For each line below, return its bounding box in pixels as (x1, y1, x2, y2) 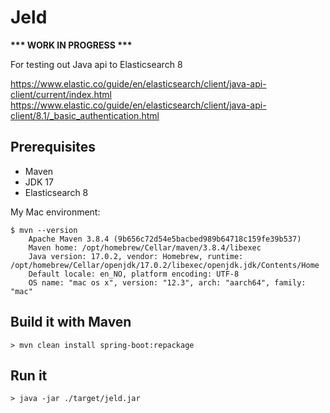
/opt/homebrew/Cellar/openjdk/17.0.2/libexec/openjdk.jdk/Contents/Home (10, 260, 320, 270)
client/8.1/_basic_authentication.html (10, 109, 160, 121)
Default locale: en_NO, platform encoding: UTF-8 (28, 269, 240, 279)
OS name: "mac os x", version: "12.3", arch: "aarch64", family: (28, 277, 307, 288)
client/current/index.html (10, 88, 112, 100)
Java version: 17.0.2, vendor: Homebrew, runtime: (28, 251, 244, 261)
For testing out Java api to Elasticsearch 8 (10, 58, 183, 70)
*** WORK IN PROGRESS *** (10, 39, 133, 51)
